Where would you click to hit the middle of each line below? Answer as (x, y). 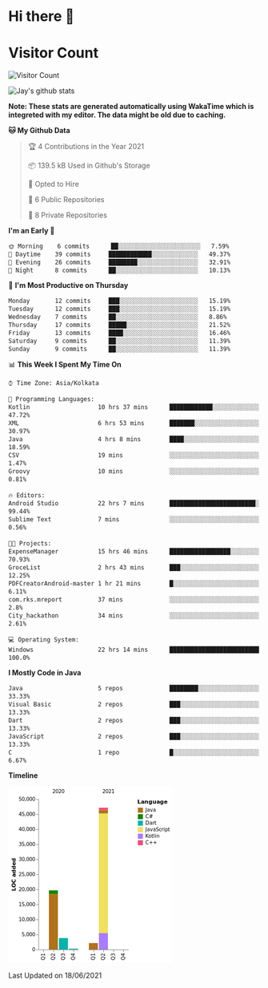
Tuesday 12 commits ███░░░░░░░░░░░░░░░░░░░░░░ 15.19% (119, 309)
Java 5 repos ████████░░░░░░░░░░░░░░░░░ (134, 689)
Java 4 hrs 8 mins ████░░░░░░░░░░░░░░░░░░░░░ (134, 439)
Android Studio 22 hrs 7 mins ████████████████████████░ (134, 504)
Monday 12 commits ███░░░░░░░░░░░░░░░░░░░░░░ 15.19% (119, 301)
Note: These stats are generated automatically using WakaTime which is (131, 107)
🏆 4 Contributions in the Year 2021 (86, 147)
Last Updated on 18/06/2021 (55, 976)
